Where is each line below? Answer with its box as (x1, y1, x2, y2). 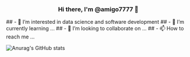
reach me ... (6, 33, 35, 40)
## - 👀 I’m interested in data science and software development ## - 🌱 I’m (6, 19, 184, 26)
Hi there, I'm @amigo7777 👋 (58, 5, 139, 13)
